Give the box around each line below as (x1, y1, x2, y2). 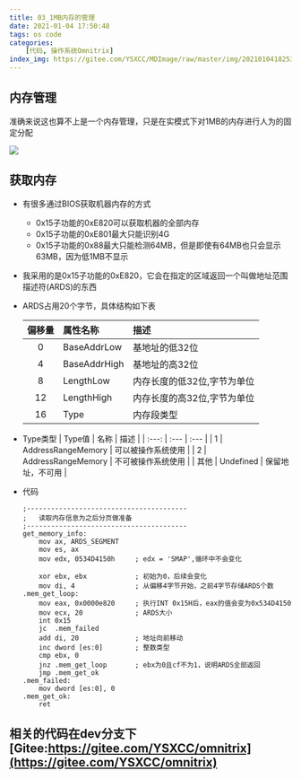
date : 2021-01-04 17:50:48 (9, 22, 110, 31)
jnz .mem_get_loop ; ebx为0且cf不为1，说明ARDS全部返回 (39, 661, 262, 670)
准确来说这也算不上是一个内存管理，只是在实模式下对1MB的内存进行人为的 (9, 116, 284, 127)
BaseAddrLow (62, 340, 123, 353)
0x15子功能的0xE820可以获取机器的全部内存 (35, 217, 200, 228)
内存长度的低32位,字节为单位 (133, 374, 255, 387)
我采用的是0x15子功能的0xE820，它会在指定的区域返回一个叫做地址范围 (21, 270, 288, 281)
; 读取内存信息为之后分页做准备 (21, 513, 133, 522)
